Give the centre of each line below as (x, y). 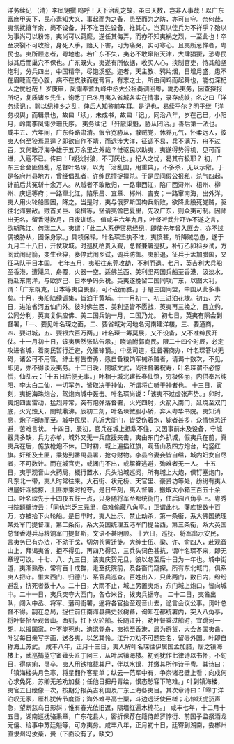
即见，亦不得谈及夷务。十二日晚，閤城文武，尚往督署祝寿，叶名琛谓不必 (111, 367)
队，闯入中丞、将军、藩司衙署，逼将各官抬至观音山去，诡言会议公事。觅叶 (114, 603)
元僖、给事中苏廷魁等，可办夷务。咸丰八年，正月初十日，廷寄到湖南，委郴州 (117, 725)
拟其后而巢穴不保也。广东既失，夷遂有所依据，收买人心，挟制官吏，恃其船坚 (117, 62)
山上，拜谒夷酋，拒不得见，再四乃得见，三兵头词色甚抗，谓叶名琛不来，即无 (117, 551)
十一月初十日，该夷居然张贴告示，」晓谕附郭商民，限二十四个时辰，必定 (122, 341)
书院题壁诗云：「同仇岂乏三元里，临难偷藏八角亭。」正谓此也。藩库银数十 (111, 507)
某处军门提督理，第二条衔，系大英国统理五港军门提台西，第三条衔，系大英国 (117, 524)
